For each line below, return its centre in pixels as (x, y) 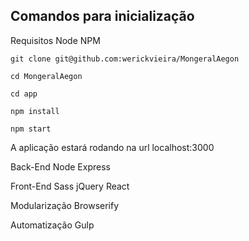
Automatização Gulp (52, 225)
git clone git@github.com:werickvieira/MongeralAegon (125, 59)
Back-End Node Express (60, 166)
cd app (24, 94)
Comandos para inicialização (102, 16)
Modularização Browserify (65, 205)
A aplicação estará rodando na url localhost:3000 (112, 147)
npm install (35, 111)
